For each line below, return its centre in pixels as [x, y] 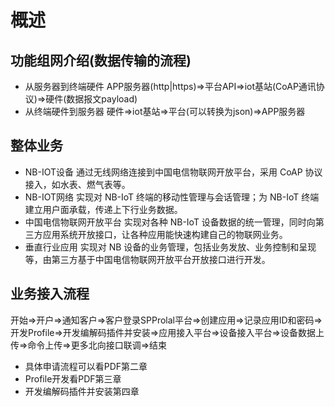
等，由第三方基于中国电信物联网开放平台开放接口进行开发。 [147, 259]
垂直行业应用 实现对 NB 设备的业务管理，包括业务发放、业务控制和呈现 [170, 247]
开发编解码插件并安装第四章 [82, 391]
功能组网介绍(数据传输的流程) [101, 60]
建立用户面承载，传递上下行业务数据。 [103, 209]
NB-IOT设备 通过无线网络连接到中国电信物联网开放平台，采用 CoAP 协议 [173, 172]
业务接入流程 [50, 294]
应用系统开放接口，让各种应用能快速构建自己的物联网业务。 [165, 234]
